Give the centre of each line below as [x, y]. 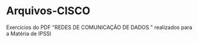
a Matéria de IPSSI [29, 33]
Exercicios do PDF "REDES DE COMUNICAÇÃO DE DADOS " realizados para [99, 27]
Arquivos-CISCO [48, 11]
